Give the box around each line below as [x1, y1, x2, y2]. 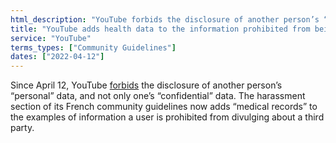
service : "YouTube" [10, 33, 92, 43]
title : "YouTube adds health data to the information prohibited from [10, 24, 311, 34]
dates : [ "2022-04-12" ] [10, 52, 105, 62]
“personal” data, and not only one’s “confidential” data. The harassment [10, 90, 306, 102]
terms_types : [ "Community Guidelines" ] [10, 42, 177, 53]
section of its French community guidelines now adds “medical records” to [10, 101, 318, 113]
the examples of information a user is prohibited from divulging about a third [10, 111, 325, 123]
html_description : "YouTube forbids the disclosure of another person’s [10, 14, 320, 25]
